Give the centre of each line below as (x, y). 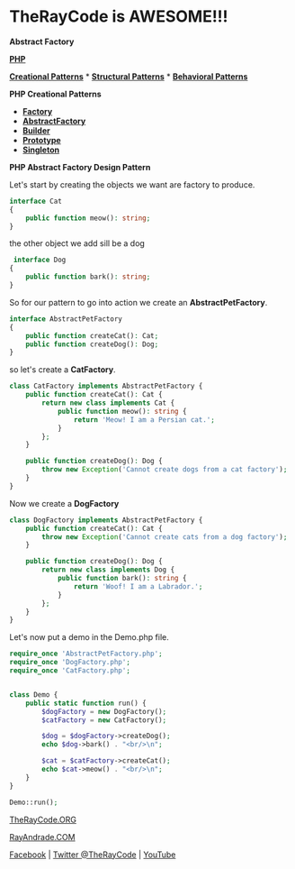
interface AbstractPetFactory (66, 319)
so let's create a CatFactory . (63, 370)
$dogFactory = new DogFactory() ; (104, 711)
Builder (36, 130)
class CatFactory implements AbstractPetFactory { (106, 386)
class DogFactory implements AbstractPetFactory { (106, 520)
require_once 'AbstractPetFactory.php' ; (86, 654)
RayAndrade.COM (42, 837)
